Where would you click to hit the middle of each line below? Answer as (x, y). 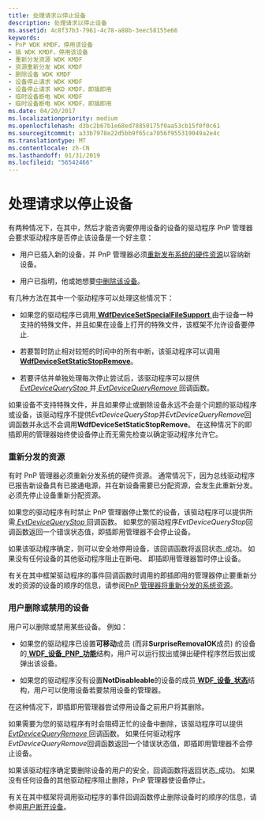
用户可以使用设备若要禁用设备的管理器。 (99, 690)
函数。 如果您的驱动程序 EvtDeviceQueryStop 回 (177, 522)
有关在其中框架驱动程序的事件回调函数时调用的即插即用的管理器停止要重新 (129, 575)
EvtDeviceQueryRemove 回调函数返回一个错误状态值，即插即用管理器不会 (127, 743)
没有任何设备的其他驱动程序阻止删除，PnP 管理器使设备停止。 (109, 779)
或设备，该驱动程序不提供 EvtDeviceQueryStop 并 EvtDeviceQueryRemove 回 (130, 415)
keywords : (24, 38)
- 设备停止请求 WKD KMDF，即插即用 (60, 89)
